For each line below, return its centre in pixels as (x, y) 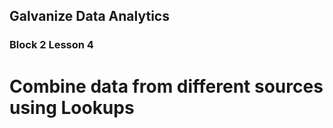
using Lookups (72, 107)
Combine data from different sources (166, 86)
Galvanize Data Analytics (89, 16)
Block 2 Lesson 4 (51, 45)
